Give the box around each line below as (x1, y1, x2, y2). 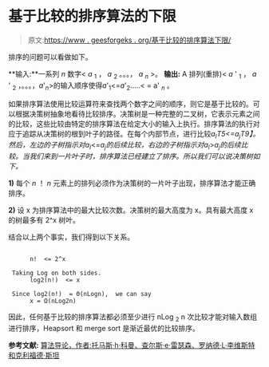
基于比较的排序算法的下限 (8, 7, 177, 26)
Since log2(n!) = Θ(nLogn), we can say (11, 290, 152, 298)
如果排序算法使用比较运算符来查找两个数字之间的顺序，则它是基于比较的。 (8, 99, 253, 109)
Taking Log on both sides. (11, 269, 102, 278)
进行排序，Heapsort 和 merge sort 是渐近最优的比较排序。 (8, 323, 200, 333)
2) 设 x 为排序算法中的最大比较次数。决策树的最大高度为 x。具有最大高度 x (8, 205, 254, 215)
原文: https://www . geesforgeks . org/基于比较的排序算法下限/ (27, 35, 231, 45)
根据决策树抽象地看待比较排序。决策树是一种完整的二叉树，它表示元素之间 (14, 109, 260, 118)
